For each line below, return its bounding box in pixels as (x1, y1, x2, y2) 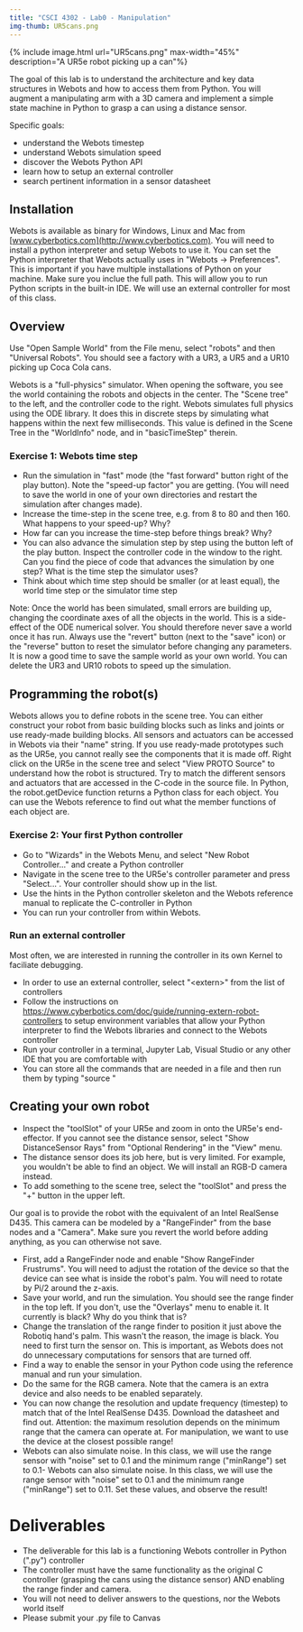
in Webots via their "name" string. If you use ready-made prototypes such (9, 739, 284, 750)
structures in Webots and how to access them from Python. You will (9, 83, 262, 94)
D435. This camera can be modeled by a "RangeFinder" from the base (9, 1217, 272, 1228)
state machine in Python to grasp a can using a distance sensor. (9, 102, 247, 113)
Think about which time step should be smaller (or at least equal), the (22, 576, 280, 586)
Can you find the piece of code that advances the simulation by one (22, 557, 275, 567)
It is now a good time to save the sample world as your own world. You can (9, 650, 288, 661)
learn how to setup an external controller (22, 166, 174, 177)
